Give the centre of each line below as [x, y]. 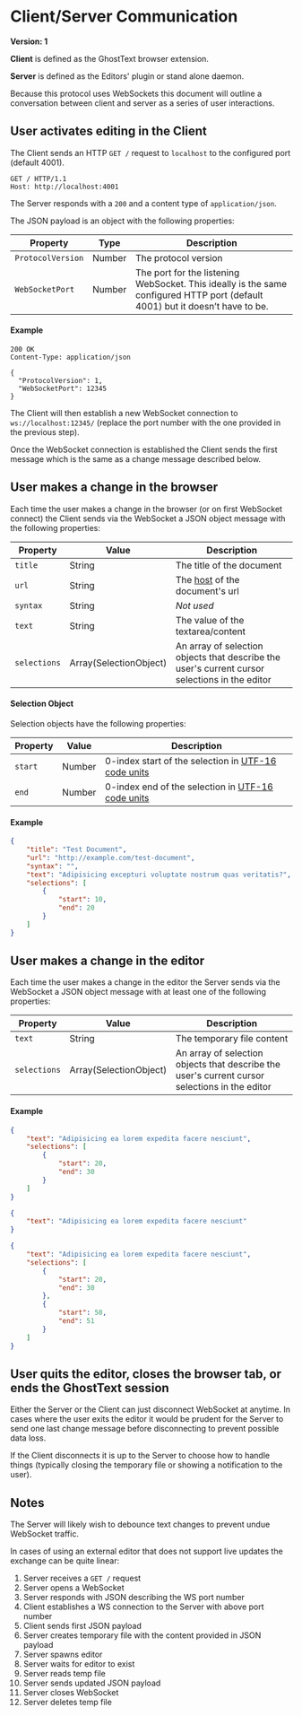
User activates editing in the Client [108, 131]
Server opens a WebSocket [73, 1588]
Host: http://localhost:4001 [65, 187]
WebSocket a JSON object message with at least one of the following [138, 992]
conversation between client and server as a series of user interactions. [142, 103]
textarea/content [210, 632]
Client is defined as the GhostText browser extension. [110, 58]
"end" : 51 [76, 1321]
